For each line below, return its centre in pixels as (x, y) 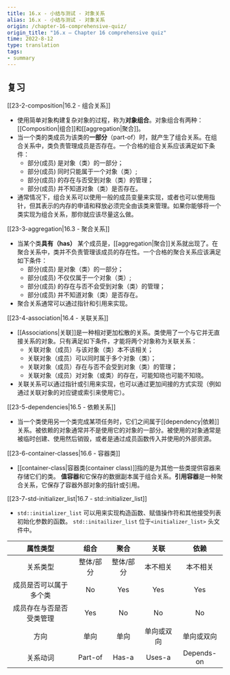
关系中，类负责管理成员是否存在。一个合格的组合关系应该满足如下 (116, 145)
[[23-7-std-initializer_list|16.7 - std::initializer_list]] (77, 498)
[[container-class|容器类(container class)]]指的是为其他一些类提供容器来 (119, 467)
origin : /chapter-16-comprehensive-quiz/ (67, 26)
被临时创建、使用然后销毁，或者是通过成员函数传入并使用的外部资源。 (116, 439)
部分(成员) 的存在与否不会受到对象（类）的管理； (96, 286)
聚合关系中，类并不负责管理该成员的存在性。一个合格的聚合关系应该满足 (119, 251)
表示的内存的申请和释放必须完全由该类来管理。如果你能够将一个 (131, 206)
